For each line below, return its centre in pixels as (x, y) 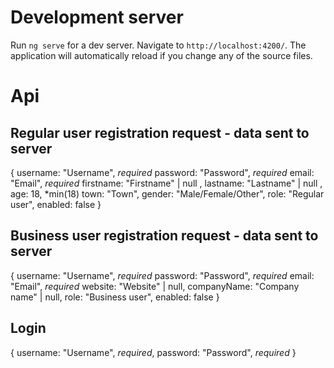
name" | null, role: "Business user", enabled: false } (115, 297)
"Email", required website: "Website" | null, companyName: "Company (155, 286)
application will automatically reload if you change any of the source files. (161, 55)
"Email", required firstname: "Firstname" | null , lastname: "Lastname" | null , (166, 183)
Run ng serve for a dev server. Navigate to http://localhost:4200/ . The (158, 45)
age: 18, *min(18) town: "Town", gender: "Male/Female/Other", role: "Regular (167, 193)
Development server (97, 17)
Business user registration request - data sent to (164, 236)
